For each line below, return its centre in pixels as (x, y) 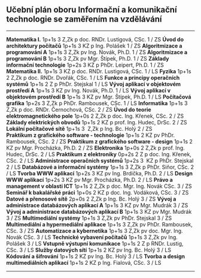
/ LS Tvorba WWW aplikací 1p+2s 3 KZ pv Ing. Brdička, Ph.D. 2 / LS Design (100, 173)
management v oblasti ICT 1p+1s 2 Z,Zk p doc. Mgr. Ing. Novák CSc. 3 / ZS (99, 186)
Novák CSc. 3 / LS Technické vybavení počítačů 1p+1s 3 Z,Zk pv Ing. (92, 237)
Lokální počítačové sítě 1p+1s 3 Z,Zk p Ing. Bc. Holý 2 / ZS (79, 128)
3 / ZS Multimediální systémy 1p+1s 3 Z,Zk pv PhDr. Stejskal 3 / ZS (89, 218)
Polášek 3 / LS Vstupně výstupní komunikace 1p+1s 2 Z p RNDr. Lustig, (95, 243)
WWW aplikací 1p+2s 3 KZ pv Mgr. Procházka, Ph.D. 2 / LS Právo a (90, 180)
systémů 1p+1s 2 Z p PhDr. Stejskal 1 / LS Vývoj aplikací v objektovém (94, 84)
